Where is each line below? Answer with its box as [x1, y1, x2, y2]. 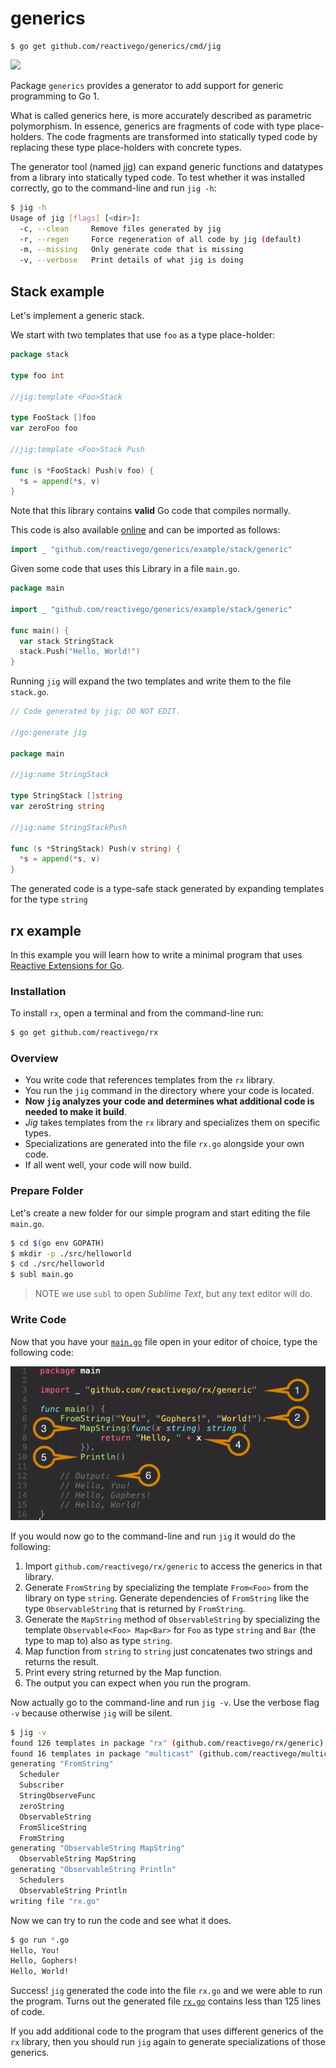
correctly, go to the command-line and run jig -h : [10, 182, 217, 194]
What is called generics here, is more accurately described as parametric [10, 109, 313, 121]
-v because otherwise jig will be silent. [10, 1707, 173, 1719]
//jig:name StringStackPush [10, 822, 128, 832]
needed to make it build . [24, 1106, 127, 1118]
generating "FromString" [10, 1759, 114, 1769]
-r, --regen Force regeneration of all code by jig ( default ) [19, 234, 302, 244]
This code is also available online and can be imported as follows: [10, 524, 281, 536]
